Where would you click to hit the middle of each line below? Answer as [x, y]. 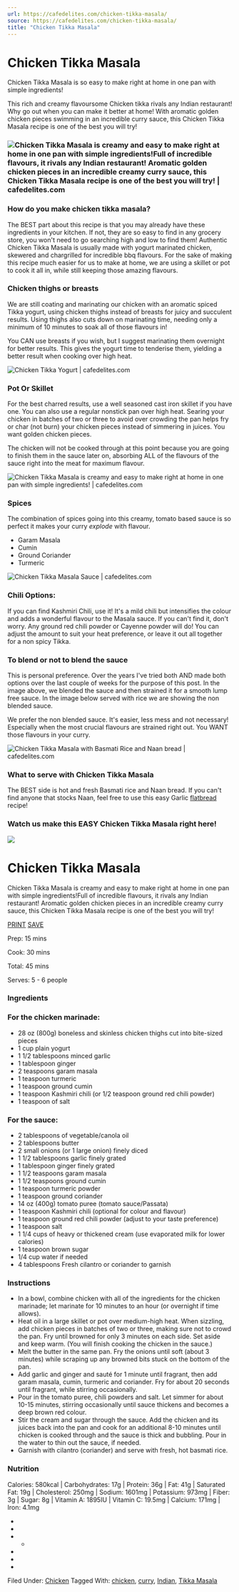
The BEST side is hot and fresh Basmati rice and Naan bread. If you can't [115, 790]
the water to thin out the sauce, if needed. [79, 1443]
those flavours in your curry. [49, 735]
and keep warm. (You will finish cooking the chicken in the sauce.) [115, 1344]
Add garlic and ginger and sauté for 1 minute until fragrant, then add [117, 1374]
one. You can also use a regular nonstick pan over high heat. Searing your [116, 412]
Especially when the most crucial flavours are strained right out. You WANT [118, 727]
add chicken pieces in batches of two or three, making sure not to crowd [124, 1329]
